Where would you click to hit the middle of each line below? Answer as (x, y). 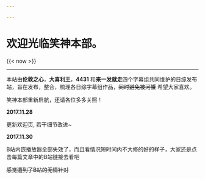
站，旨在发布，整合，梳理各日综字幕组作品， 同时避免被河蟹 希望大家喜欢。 (101, 86)
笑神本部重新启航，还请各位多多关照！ (54, 100)
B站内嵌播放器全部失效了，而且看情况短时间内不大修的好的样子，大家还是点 (102, 149)
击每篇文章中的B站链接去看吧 (43, 156)
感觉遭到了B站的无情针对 (38, 170)
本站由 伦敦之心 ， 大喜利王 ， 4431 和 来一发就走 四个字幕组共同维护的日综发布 (102, 79)
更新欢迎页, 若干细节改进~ (39, 124)
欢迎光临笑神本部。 (55, 44)
